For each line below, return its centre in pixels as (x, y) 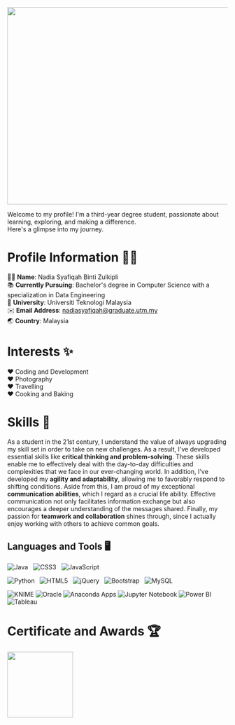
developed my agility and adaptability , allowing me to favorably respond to (116, 479)
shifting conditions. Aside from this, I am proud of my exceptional (101, 486)
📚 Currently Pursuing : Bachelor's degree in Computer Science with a (108, 285)
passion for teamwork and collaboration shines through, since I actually (112, 516)
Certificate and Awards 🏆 (84, 631)
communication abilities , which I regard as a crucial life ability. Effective (112, 494)
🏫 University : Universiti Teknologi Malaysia (69, 302)
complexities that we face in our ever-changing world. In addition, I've (108, 471)
